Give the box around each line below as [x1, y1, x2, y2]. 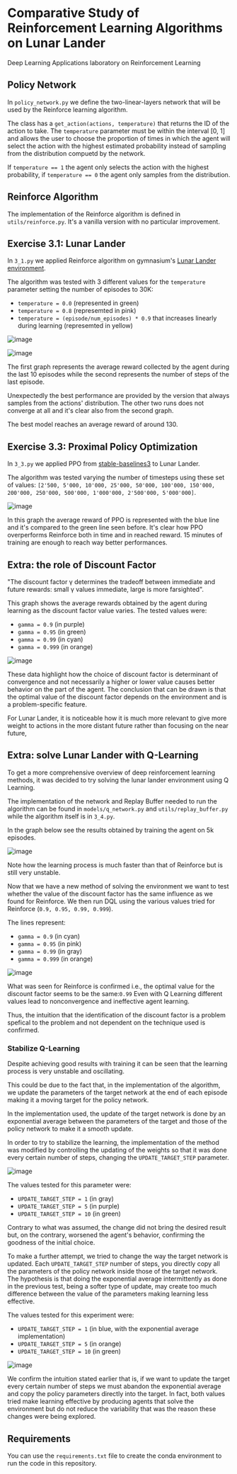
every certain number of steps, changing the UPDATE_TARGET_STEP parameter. [7, 1153, 230, 1162]
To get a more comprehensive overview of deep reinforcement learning [7, 768, 216, 777]
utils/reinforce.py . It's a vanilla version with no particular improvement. [7, 217, 221, 226]
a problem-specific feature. [7, 700, 87, 709]
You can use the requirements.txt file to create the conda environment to [7, 1451, 222, 1460]
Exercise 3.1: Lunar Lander [7, 237, 126, 249]
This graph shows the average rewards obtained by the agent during [7, 599, 207, 607]
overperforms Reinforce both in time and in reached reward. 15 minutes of [7, 531, 223, 539]
